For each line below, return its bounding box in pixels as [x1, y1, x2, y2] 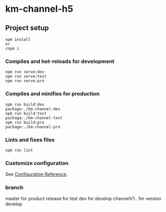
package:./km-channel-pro [5, 124, 60, 130]
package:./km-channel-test [5, 115, 63, 120]
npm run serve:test [5, 74, 47, 79]
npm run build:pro [5, 120, 44, 125]
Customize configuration [5, 159, 69, 166]
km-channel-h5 [5, 3, 74, 15]
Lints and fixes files [5, 136, 55, 143]
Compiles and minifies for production [5, 90, 100, 97]
